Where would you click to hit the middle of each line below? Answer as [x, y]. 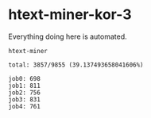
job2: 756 [25, 93]
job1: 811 [25, 86]
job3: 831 [25, 99]
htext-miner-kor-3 [70, 15]
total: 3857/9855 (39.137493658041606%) [76, 65]
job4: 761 [25, 106]
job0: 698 [25, 78]
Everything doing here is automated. [68, 36]
